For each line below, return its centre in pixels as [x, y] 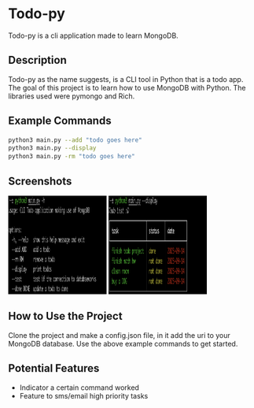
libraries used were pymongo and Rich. [72, 96]
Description [37, 60]
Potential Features [54, 368]
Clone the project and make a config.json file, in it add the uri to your [119, 335]
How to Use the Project [66, 316]
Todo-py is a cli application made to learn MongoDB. [93, 35]
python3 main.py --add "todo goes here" [75, 140]
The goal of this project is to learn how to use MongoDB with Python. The [127, 87]
